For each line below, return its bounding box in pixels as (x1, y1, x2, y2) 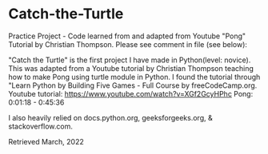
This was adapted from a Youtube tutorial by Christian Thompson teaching (8, 63, 254, 73)
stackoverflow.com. (8, 121, 74, 131)
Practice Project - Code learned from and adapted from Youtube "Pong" (8, 31, 246, 41)
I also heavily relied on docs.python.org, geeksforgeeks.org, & (8, 113, 214, 122)
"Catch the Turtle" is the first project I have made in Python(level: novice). (8, 55, 251, 65)
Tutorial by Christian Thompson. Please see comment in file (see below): (8, 39, 248, 49)
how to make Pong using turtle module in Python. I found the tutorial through (8, 72, 261, 81)
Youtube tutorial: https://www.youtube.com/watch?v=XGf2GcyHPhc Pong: (8, 89, 254, 98)
